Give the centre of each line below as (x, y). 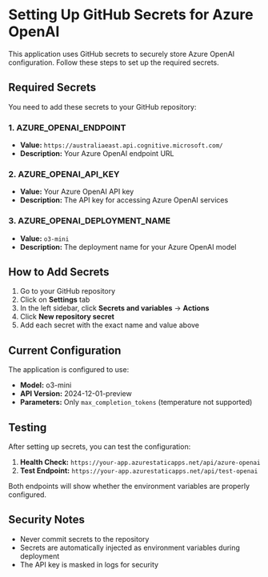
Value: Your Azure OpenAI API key (77, 192)
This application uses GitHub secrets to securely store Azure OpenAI (122, 54)
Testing (28, 427)
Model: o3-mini (46, 385)
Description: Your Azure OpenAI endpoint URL (97, 154)
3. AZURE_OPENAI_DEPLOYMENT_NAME (89, 221)
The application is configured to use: (69, 370)
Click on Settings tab (55, 300)
